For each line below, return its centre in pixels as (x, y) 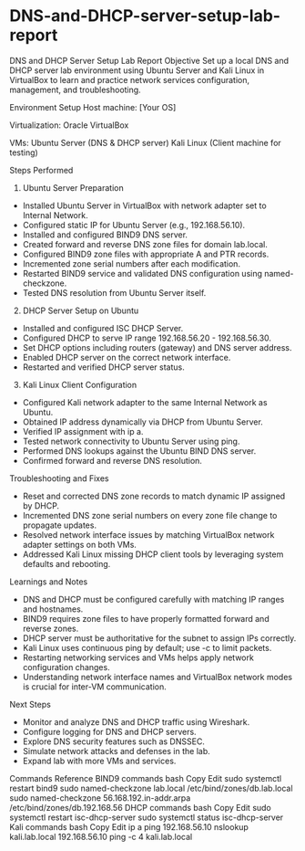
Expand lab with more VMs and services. (99, 761)
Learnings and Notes (49, 582)
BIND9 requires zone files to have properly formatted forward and (146, 618)
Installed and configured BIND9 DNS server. (105, 235)
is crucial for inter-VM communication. (94, 687)
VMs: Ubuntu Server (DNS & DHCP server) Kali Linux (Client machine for (146, 142)
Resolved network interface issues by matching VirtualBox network (148, 534)
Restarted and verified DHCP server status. (103, 367)
